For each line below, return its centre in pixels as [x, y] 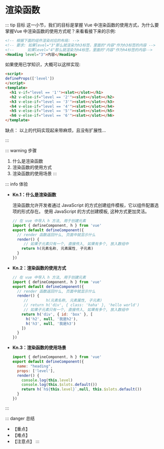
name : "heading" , [35, 366]
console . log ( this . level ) [47, 380]
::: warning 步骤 [21, 151]
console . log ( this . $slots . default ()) [59, 385]
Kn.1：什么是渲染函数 [34, 195]
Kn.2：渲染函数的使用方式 [39, 268]
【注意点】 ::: [26, 441]
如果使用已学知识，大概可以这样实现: [43, 65]
